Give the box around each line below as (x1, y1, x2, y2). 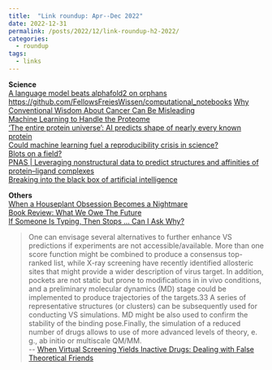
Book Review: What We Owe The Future (8, 207, 142, 217)
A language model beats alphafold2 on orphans (8, 88, 168, 98)
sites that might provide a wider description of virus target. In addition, (28, 266, 264, 276)
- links (15, 58, 42, 66)
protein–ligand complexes (8, 166, 95, 176)
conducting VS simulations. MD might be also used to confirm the (28, 310, 248, 320)
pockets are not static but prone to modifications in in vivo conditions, (28, 275, 262, 285)
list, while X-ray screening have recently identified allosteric (54, 258, 254, 268)
